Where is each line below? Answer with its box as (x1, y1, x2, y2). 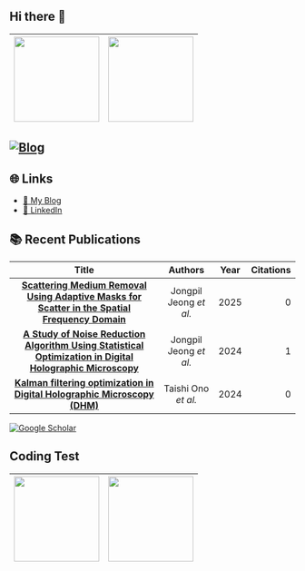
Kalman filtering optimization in (14, 376, 154, 389)
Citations (251, 263, 291, 276)
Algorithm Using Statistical (24, 339, 144, 351)
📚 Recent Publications (9, 232, 141, 248)
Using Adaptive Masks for (26, 290, 143, 302)
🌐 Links (9, 171, 54, 186)
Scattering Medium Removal (21, 279, 147, 291)
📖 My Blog (22, 195, 62, 206)
